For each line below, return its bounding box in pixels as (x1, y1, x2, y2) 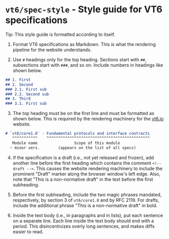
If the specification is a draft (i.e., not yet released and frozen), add (12, 154, 154, 160)
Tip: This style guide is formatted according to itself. (5, 31, 115, 37)
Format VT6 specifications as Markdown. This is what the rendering (12, 41, 156, 47)
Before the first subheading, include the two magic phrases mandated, (12, 192, 162, 198)
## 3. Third (5, 96, 31, 102)
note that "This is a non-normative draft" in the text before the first (12, 176, 154, 182)
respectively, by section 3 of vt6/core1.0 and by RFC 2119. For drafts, (12, 197, 160, 203)
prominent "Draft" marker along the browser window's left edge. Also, (12, 171, 160, 177)
